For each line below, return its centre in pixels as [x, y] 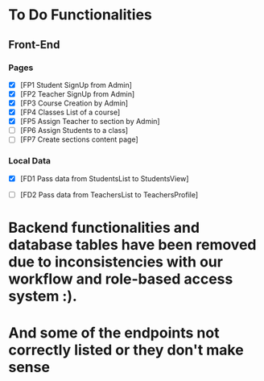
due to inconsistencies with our [116, 261]
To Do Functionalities [80, 15]
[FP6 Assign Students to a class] [74, 130]
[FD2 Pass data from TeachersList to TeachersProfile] [109, 194]
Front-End [34, 45]
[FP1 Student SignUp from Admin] [76, 85]
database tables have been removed [132, 244]
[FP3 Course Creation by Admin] [74, 103]
